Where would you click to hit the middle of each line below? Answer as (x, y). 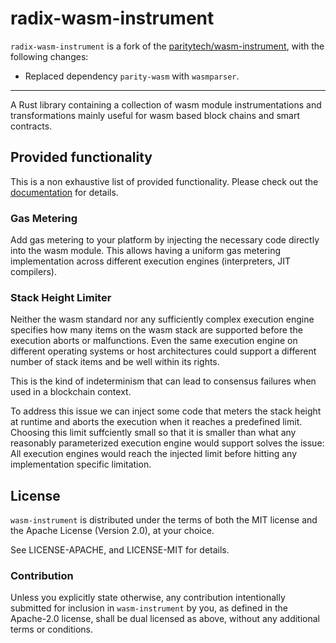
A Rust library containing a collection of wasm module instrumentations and (166, 104)
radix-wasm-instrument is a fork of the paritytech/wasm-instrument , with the (167, 46)
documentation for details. (64, 192)
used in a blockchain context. (71, 392)
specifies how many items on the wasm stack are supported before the (156, 330)
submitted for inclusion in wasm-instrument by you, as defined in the (149, 608)
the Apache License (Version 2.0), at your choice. (112, 531)
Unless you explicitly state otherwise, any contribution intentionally (148, 598)
